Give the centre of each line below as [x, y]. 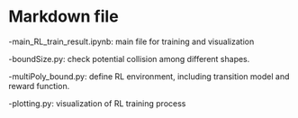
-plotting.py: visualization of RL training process [97, 103]
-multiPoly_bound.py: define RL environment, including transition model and [149, 76]
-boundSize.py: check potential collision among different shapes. [129, 59]
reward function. [39, 86]
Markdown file [63, 17]
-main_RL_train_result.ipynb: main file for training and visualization [131, 41]
